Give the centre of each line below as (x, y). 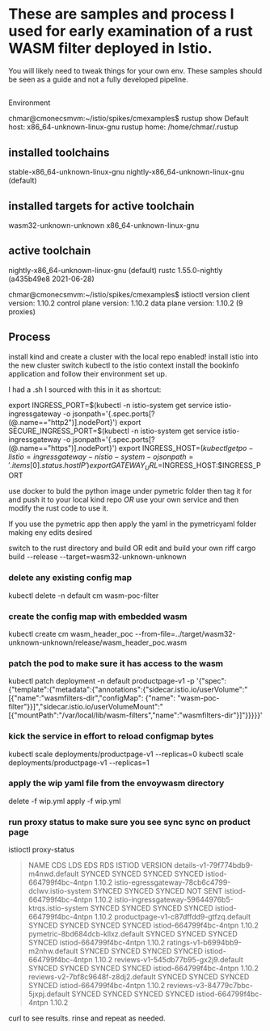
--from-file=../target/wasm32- (185, 633)
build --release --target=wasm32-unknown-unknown (98, 557)
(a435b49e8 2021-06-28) (51, 279)
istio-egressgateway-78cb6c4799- (173, 882)
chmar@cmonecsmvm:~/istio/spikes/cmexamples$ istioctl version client (129, 294)
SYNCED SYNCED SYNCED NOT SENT (158, 891)
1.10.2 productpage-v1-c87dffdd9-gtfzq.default (173, 917)
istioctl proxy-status (42, 850)
